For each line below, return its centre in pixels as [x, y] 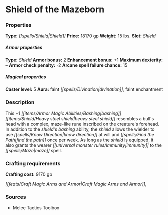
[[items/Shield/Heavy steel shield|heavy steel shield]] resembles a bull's [80, 118]
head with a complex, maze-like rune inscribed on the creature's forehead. [82, 124]
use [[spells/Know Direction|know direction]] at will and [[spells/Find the [80, 134]
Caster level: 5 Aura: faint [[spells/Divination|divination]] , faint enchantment [84, 89]
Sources [16, 197]
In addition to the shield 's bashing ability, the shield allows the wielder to [80, 129]
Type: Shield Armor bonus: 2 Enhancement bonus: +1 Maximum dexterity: [84, 60]
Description [20, 102]
